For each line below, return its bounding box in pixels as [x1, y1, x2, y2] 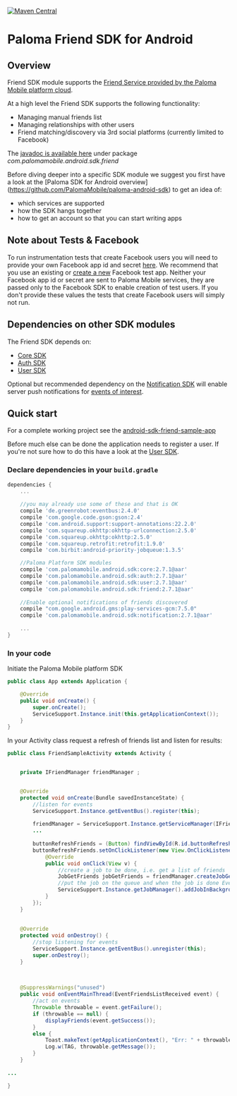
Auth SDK [17, 359, 47, 367]
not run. [7, 298, 30, 306]
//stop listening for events [32, 939, 119, 946]
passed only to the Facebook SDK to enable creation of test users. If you [7, 283, 219, 291]
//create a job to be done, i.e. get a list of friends [57, 867, 226, 874]
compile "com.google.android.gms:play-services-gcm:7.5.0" [20, 606, 197, 613]
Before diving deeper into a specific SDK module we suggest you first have [7, 170, 226, 179]
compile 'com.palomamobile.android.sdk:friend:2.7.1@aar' [20, 586, 194, 593]
